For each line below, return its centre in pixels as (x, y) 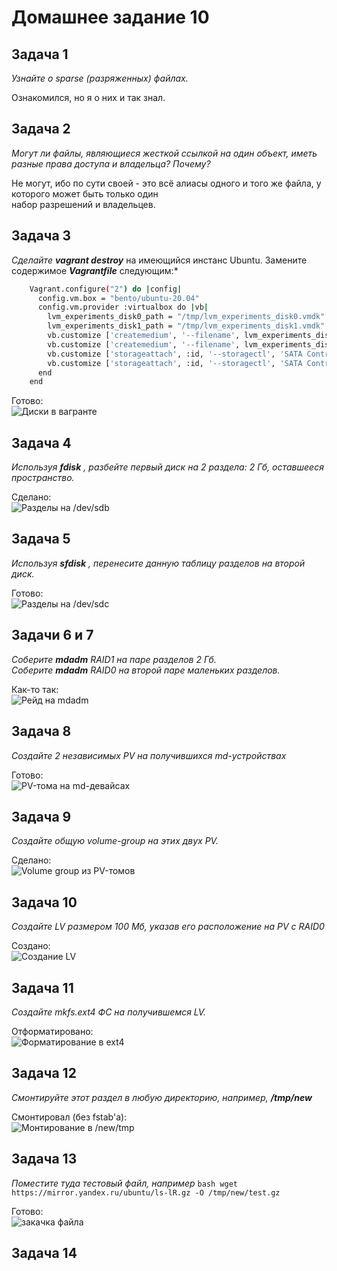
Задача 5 (41, 539)
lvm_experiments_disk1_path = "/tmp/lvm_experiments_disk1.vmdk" (186, 326)
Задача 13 (44, 1159)
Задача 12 (44, 1073)
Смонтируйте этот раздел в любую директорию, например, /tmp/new (162, 1097)
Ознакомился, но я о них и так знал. (88, 97)
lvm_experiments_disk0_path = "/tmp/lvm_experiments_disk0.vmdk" (186, 317)
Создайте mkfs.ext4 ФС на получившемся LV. (109, 1012)
